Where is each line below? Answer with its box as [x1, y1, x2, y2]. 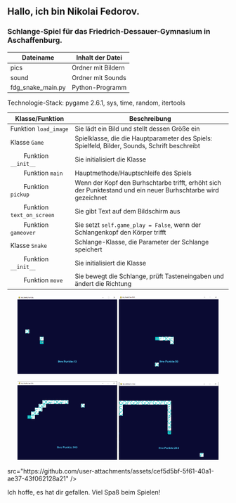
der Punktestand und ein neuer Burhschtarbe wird [74, 186, 219, 195]
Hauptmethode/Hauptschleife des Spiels [74, 169, 192, 177]
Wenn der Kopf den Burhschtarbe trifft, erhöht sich [74, 178, 221, 187]
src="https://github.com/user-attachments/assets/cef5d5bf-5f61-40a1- [7, 466, 214, 475]
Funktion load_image [10, 124, 69, 133]
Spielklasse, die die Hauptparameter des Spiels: [74, 134, 213, 143]
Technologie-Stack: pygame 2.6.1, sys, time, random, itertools [7, 98, 186, 107]
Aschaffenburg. [7, 35, 63, 45]
